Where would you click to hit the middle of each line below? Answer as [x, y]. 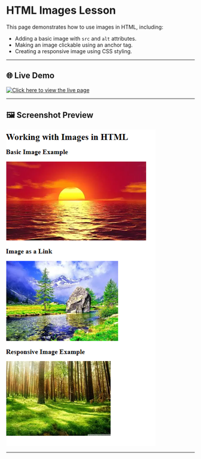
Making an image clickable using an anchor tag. [74, 45]
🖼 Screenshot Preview [50, 115]
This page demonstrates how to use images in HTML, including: [85, 27]
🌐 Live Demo [31, 76]
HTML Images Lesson [61, 10]
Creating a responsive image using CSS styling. [74, 51]
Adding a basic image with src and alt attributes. [75, 38]
